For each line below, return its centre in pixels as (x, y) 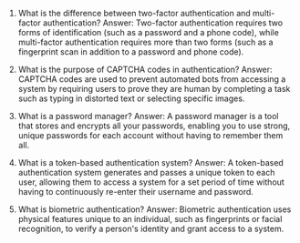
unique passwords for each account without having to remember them (150, 135)
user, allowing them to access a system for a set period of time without (151, 182)
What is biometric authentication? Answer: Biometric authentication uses (155, 209)
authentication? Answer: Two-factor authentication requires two (163, 23)
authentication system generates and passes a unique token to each (146, 172)
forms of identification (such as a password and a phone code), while (149, 32)
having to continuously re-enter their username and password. (135, 192)
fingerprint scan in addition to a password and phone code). (131, 52)
